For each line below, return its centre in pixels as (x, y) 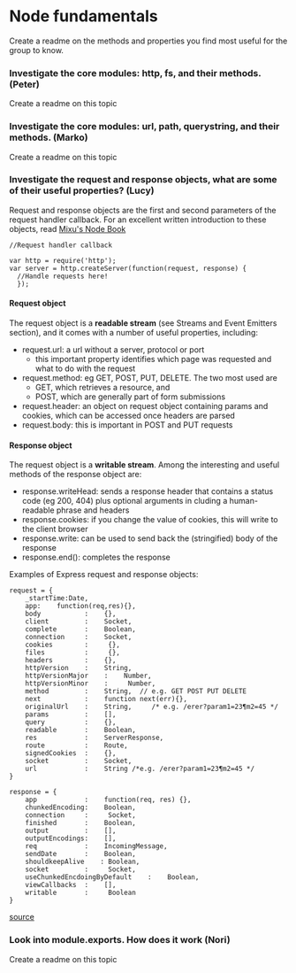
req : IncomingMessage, (96, 846)
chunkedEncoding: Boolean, (81, 807)
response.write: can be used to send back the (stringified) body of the (150, 538)
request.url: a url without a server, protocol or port (113, 350)
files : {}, (73, 653)
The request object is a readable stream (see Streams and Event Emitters (143, 323)
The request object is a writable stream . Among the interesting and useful (144, 465)
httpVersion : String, (79, 668)
